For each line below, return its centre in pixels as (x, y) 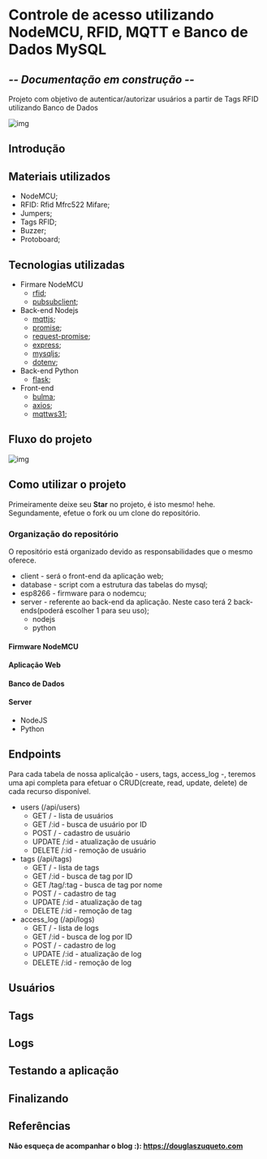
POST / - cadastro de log (74, 945)
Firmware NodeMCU (43, 646)
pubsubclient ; (55, 302)
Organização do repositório (64, 534)
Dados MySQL (58, 50)
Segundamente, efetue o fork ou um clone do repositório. (104, 513)
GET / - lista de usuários (73, 815)
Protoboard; (40, 239)
